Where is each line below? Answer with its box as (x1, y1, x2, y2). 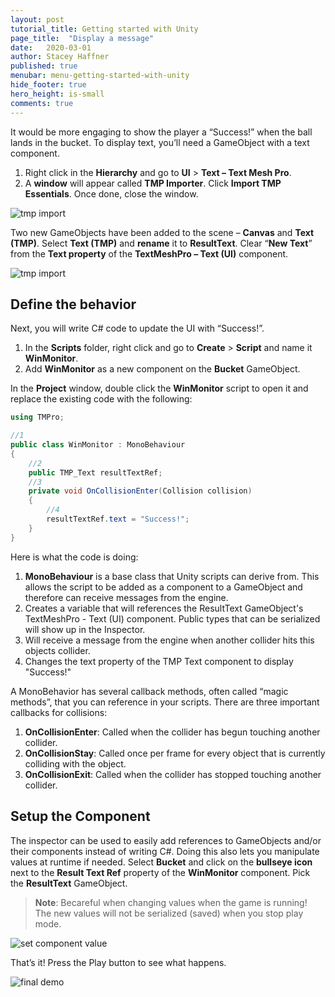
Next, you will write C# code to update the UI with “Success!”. (10, 322, 265, 335)
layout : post (10, 14, 65, 25)
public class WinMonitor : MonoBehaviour (10, 440, 186, 450)
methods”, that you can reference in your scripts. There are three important (10, 696, 320, 708)
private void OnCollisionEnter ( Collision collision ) (28, 486, 253, 496)
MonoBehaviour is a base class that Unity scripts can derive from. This (24, 570, 320, 582)
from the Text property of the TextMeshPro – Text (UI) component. (10, 247, 289, 260)
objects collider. (24, 644, 91, 656)
